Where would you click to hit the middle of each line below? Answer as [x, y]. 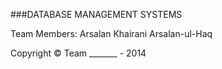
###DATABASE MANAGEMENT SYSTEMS [96, 14]
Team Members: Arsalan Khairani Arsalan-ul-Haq [111, 33]
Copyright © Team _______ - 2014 [78, 53]
